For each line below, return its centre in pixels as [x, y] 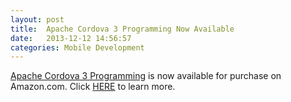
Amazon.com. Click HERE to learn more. [93, 87]
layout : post [37, 19]
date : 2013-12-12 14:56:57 [71, 38]
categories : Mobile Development [77, 47]
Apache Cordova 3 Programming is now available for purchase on [146, 76]
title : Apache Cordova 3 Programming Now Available [122, 29]
